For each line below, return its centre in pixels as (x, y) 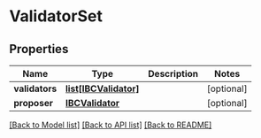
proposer (33, 103)
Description (173, 74)
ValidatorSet (56, 16)
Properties (39, 49)
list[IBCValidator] (102, 88)
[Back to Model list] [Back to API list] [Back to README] (111, 125)
